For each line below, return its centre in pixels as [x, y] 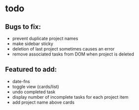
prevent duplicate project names [45, 38]
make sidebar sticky [33, 44]
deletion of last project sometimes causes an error [63, 49]
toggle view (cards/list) [35, 86]
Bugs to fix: [23, 27]
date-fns [21, 81]
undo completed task [34, 92]
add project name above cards [43, 102]
